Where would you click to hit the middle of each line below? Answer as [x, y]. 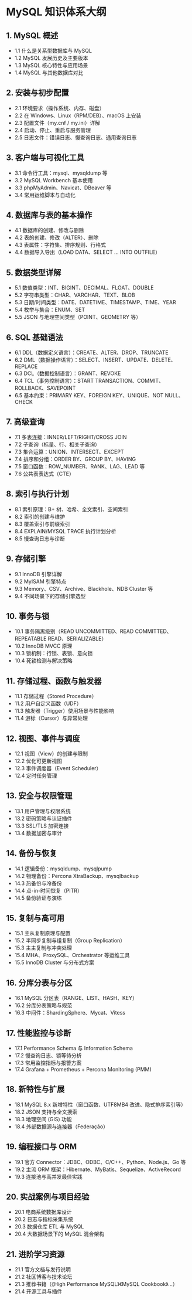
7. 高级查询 [25, 422]
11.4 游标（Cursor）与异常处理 [51, 718]
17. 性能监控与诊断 [39, 1033]
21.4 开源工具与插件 [38, 1292]
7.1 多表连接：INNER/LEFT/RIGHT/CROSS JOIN [71, 437]
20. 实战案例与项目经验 [48, 1197]
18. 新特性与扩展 [35, 1089]
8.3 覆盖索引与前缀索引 [42, 524]
